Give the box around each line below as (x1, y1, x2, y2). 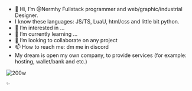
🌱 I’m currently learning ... (14, 31, 78, 38)
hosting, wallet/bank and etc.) (14, 58, 87, 65)
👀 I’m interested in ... (14, 24, 65, 31)
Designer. (14, 12, 38, 19)
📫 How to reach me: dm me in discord (14, 43, 109, 50)
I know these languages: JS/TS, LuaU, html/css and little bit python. (14, 18, 180, 25)
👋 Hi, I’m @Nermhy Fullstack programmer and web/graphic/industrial (14, 6, 183, 12)
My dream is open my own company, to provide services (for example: (14, 52, 187, 59)
